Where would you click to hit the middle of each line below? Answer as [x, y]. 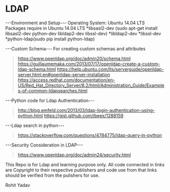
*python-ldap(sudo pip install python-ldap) [50, 39]
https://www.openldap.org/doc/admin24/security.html [74, 155]
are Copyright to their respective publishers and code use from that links [81, 170]
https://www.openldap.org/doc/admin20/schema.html [74, 58]
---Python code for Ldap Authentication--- [50, 100]
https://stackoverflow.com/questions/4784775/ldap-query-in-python [90, 135]
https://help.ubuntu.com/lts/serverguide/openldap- [110, 69]
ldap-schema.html [37, 69]
